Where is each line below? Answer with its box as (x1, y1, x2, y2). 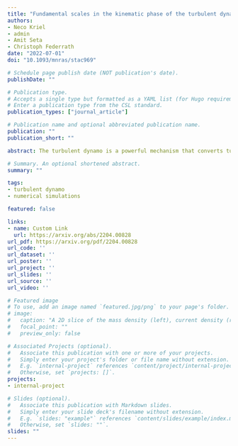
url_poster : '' (7, 258, 52, 265)
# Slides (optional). (7, 395, 72, 402)
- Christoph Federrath (7, 43, 74, 50)
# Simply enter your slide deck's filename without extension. (7, 408, 204, 416)
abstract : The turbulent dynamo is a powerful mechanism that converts (7, 147, 223, 155)
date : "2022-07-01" (7, 50, 65, 57)
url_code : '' (7, 245, 46, 252)
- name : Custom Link (7, 225, 69, 232)
